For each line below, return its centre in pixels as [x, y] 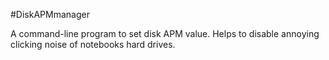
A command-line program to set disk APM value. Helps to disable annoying [165, 33]
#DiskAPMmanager [50, 14]
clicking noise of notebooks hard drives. [93, 44]
